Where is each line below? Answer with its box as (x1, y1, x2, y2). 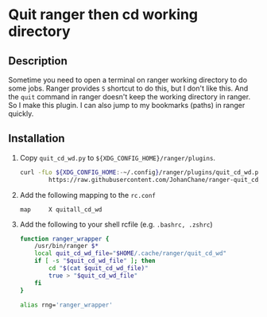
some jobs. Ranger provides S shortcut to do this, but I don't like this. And (8, 83, 249, 93)
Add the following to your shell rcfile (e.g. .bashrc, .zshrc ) (19, 219, 213, 229)
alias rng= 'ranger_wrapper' (19, 300, 113, 309)
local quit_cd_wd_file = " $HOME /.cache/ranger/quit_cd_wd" (34, 249, 227, 257)
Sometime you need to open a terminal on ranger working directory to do (8, 75, 248, 84)
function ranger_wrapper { (19, 234, 110, 243)
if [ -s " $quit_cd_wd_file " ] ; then (34, 257, 156, 265)
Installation (8, 132, 65, 145)
